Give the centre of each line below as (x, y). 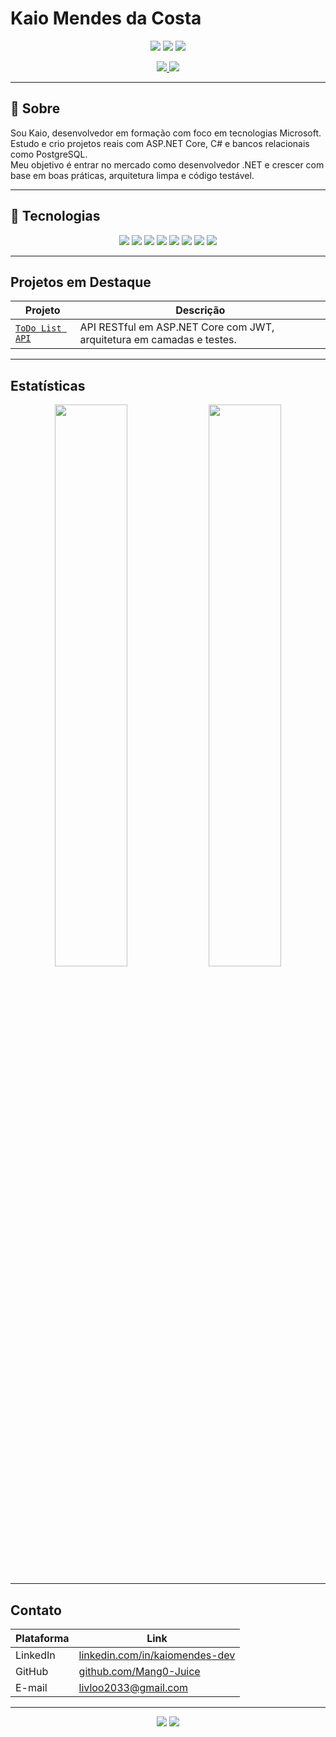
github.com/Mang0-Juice (139, 1671)
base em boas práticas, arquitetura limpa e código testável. (132, 175)
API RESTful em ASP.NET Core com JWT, (177, 327)
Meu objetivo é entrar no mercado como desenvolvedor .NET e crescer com (167, 164)
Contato (36, 1610)
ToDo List (38, 328)
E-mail (31, 1687)
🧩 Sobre (35, 108)
